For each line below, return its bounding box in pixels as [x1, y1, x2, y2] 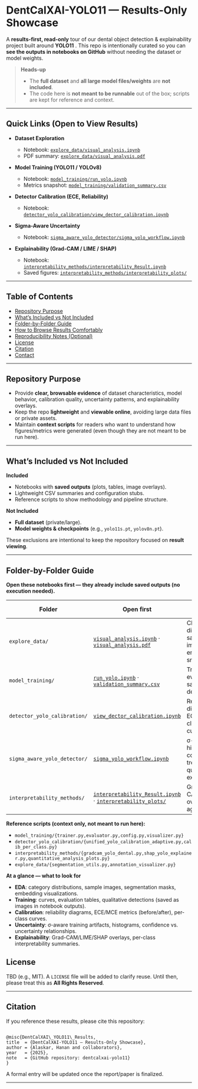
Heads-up [20, 66, 46, 73]
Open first [123, 605, 152, 613]
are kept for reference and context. [29, 96, 115, 103]
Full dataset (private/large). [14, 519, 82, 526]
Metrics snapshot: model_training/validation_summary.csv [23, 181, 167, 188]
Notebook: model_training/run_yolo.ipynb [23, 175, 127, 182]
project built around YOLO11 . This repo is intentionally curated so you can [6, 42, 186, 49]
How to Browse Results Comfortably [14, 326, 103, 333]
